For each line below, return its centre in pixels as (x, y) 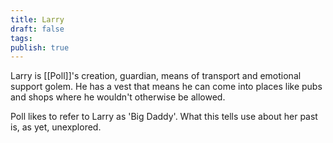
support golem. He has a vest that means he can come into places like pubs (166, 87)
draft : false (37, 29)
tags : (21, 38)
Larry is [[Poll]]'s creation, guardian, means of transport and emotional (156, 76)
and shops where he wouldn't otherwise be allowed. (118, 97)
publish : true (40, 47)
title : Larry (37, 19)
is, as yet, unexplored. (56, 127)
